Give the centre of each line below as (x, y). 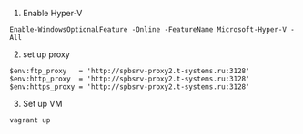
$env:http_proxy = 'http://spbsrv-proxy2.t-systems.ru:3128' (130, 79)
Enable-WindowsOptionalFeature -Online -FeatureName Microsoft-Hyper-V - (152, 30)
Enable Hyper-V (52, 13)
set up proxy (46, 54)
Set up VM (42, 104)
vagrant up (30, 120)
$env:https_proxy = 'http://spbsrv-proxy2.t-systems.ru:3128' (130, 87)
